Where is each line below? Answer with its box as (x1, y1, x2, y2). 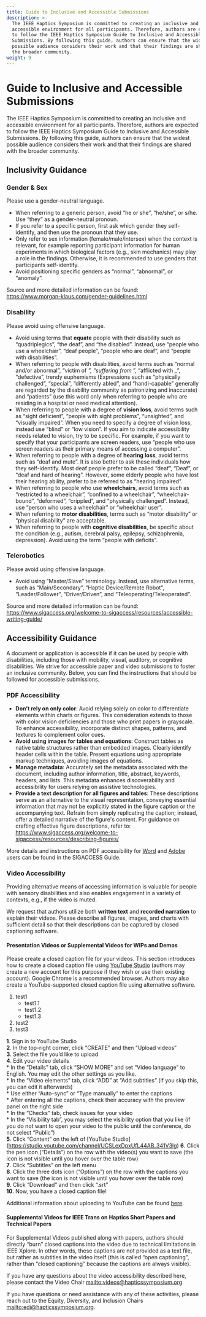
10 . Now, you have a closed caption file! (6, 1187, 107, 1195)
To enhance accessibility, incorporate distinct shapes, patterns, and (15, 724, 187, 731)
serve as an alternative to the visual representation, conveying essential (15, 796, 197, 803)
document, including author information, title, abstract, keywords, (15, 770, 181, 777)
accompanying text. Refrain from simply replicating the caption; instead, (15, 809, 198, 817)
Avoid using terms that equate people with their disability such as (15, 334, 181, 341)
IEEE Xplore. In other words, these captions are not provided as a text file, (6, 1247, 193, 1254)
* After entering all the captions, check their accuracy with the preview (6, 1097, 185, 1104)
